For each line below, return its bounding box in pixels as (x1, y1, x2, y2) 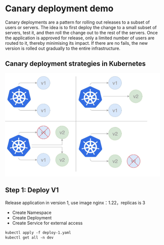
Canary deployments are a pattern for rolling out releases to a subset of (5, 19, 150, 25)
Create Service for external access (12, 220, 83, 226)
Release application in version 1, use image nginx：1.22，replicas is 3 (5, 200, 146, 206)
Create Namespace (12, 210, 52, 215)
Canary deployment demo (5, 3, 114, 14)
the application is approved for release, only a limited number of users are (5, 35, 155, 41)
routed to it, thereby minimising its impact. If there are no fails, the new (5, 40, 148, 46)
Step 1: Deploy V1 (5, 186, 59, 194)
